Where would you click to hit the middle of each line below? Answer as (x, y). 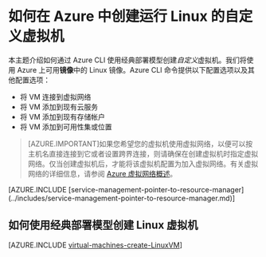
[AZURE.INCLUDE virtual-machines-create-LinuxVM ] (96, 245)
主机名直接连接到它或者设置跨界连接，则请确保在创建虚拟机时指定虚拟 (143, 153)
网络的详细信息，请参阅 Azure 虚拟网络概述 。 (102, 173)
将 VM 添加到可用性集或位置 (66, 127)
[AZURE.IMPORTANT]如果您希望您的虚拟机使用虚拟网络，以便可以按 (140, 144)
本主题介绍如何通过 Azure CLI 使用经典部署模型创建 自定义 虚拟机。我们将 (127, 60)
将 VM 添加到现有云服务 (59, 107)
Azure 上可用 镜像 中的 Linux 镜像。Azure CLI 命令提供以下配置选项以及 (133, 69)
